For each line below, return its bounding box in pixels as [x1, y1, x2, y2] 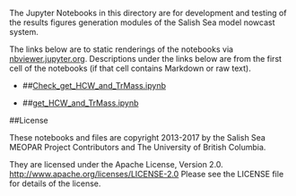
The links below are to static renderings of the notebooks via [9, 44, 234, 55]
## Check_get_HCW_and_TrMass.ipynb [22, 81, 167, 90]
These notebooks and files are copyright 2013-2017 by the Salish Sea [9, 132, 266, 142]
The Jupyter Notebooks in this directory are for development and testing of [9, 8, 287, 18]
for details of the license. [9, 178, 101, 189]
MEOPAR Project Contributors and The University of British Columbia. [9, 142, 266, 152]
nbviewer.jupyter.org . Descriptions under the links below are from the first [9, 54, 283, 64]
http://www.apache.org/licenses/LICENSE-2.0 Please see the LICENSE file [9, 169, 284, 179]
